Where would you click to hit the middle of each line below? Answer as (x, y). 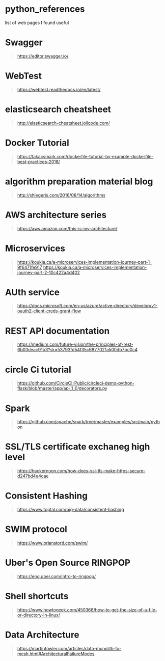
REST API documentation (57, 331)
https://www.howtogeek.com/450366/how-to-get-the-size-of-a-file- (87, 609)
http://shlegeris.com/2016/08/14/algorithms (61, 195)
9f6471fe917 (30, 267)
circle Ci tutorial (38, 370)
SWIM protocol (36, 529)
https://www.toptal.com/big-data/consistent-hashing (70, 510)
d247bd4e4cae (33, 476)
